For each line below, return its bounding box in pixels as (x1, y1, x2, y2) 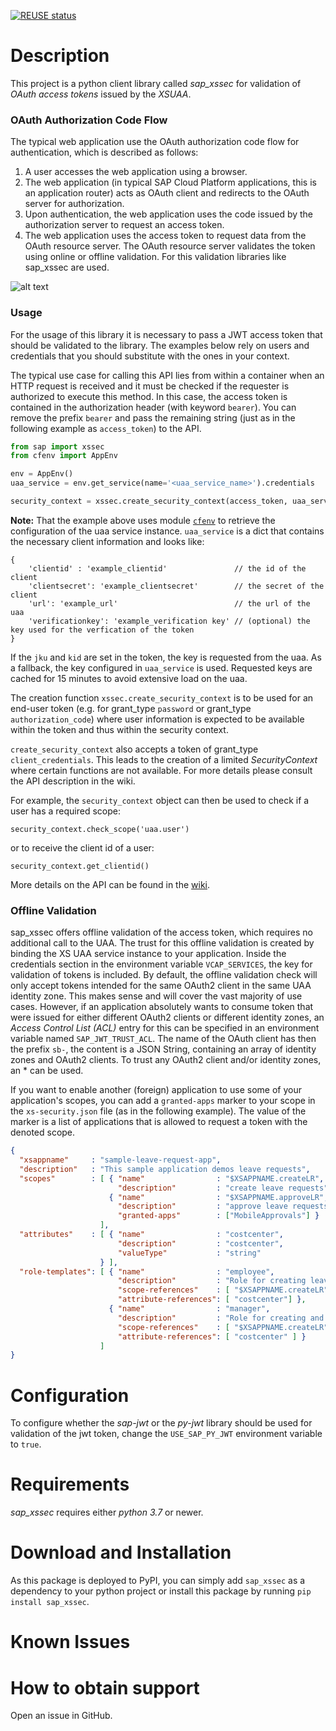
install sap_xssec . (10, 1596, 90, 1608)
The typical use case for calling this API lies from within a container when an (10, 369, 325, 381)
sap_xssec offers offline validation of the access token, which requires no (10, 926, 313, 939)
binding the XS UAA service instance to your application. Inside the (10, 948, 287, 960)
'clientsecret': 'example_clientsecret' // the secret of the (28, 581, 325, 591)
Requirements (10, 1473, 130, 1496)
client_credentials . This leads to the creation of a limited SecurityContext (10, 753, 318, 765)
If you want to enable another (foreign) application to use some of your (10, 1084, 302, 1096)
